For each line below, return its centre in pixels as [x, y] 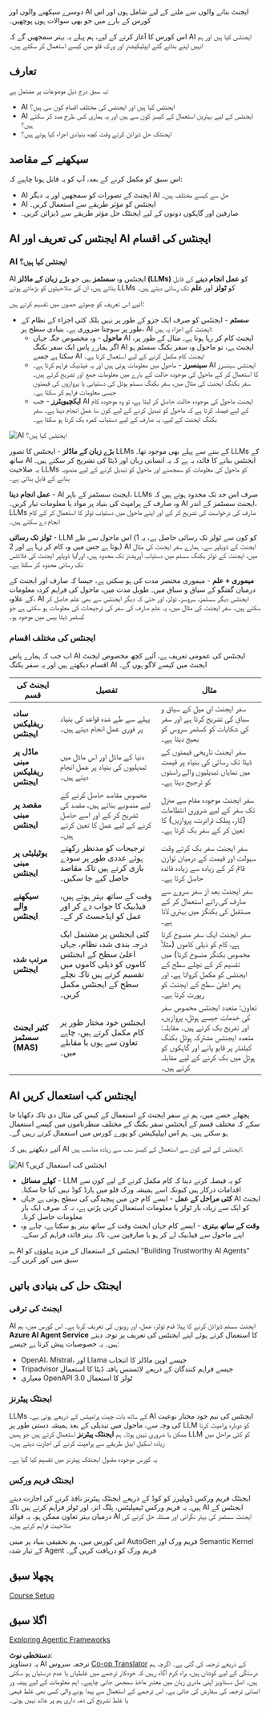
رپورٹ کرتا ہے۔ [182, 994]
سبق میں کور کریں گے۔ [44, 1260]
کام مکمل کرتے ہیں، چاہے [102, 1032]
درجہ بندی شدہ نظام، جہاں [103, 944]
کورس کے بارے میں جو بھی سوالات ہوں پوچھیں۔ [80, 20]
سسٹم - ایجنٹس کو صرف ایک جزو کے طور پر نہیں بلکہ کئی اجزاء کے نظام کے [135, 320]
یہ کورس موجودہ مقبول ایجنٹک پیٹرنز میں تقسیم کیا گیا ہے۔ [83, 1460]
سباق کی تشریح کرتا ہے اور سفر [205, 719]
